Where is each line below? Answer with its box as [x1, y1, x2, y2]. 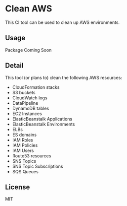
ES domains [12, 132, 37, 137]
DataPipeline [12, 100, 39, 106]
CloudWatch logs [12, 95, 48, 101]
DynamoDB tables [12, 105, 49, 111]
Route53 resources [12, 152, 51, 159]
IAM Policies [12, 142, 38, 148]
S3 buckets [12, 89, 36, 95]
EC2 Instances [12, 110, 42, 117]
